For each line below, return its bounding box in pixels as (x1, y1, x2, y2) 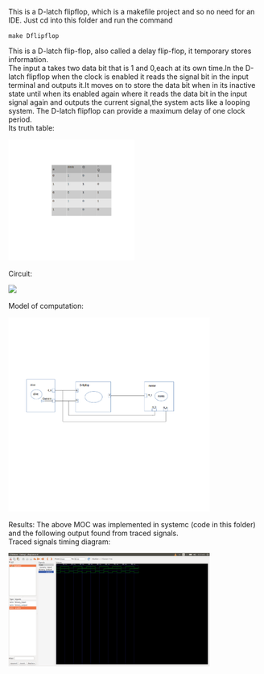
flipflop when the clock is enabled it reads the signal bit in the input (26, 72, 249, 81)
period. (8, 114, 32, 124)
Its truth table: (8, 123, 55, 132)
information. (8, 55, 49, 64)
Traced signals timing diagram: (8, 537, 111, 547)
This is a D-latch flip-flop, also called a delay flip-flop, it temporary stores (8, 46, 252, 56)
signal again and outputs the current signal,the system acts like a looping (8, 98, 250, 107)
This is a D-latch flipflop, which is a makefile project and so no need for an (8, 7, 255, 16)
